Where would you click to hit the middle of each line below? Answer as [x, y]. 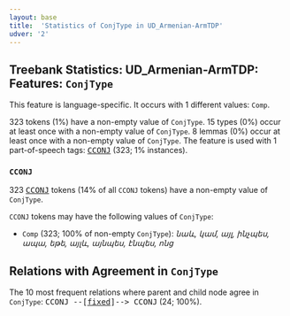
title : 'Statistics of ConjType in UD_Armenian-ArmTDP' [116, 26]
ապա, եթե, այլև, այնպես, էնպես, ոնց [98, 243]
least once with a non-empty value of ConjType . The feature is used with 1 [143, 141]
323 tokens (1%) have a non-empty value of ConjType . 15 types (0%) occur [145, 122]
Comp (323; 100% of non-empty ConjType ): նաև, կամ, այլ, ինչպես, [145, 234]
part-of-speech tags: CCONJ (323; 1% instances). [99, 150]
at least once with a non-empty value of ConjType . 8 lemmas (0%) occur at [145, 131]
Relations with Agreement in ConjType [114, 271]
